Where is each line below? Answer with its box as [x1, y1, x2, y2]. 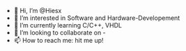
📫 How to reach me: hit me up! [13, 37, 104, 44]
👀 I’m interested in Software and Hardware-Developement [13, 14, 180, 22]
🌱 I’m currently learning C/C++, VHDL [13, 21, 122, 29]
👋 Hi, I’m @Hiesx [13, 7, 62, 14]
